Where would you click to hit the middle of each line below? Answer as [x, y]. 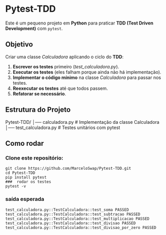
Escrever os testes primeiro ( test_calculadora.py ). [66, 66]
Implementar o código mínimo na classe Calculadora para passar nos [87, 77]
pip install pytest [26, 177]
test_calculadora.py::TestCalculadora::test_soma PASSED [67, 210]
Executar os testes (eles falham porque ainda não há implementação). [87, 72]
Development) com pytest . [34, 28]
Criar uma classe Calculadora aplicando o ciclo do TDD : [64, 57]
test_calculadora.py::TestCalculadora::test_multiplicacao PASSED [77, 219]
